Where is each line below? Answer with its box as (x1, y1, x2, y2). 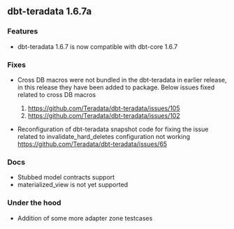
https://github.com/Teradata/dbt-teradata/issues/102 (27, 111, 180, 119)
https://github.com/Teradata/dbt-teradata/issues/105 (27, 104, 180, 112)
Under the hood (7, 198, 61, 208)
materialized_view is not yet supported (17, 181, 129, 189)
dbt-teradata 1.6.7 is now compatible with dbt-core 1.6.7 (17, 42, 178, 51)
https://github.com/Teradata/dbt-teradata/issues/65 (17, 140, 168, 148)
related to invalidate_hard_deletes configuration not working (17, 132, 191, 140)
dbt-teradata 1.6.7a (7, 6, 92, 17)
